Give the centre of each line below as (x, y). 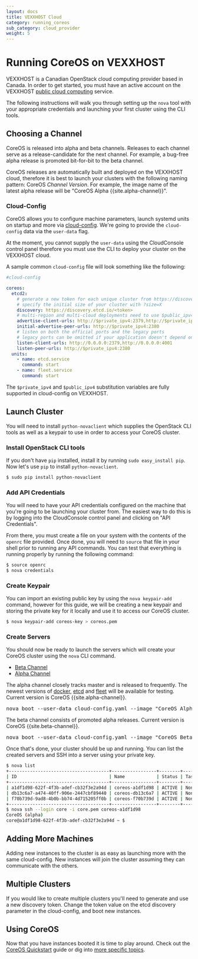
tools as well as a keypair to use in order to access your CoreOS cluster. (93, 432)
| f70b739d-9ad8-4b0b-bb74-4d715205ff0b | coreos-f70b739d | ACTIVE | (95, 799)
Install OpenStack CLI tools (46, 447)
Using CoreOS (33, 929)
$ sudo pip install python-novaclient (54, 478)
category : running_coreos (38, 22)
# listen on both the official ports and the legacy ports (91, 332)
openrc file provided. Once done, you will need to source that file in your (93, 542)
